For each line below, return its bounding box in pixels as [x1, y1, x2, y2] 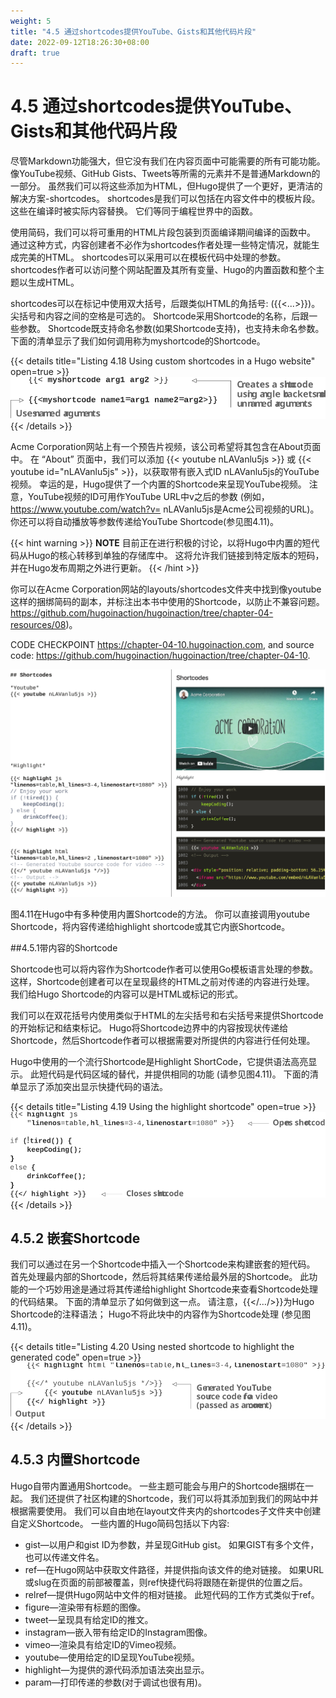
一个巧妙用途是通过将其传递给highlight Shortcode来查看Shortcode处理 [27, 1283, 319, 1295]
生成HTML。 [27, 276, 80, 289]
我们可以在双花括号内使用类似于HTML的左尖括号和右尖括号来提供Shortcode [10, 1010, 324, 1022]
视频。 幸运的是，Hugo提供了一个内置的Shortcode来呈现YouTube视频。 [10, 478, 307, 490]
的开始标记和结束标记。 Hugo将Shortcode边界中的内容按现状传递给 [10, 1022, 289, 1034]
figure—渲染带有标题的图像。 [24, 1601, 147, 1613]
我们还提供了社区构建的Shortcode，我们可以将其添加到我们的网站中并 [29, 1492, 319, 1504]
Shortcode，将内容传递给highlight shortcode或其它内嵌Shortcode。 [10, 921, 291, 933]
